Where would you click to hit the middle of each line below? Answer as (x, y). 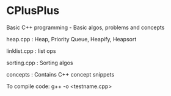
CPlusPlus (33, 11)
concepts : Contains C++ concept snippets (60, 74)
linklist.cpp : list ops (31, 51)
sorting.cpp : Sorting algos (40, 63)
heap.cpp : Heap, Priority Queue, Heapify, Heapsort (71, 39)
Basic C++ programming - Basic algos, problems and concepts (85, 27)
